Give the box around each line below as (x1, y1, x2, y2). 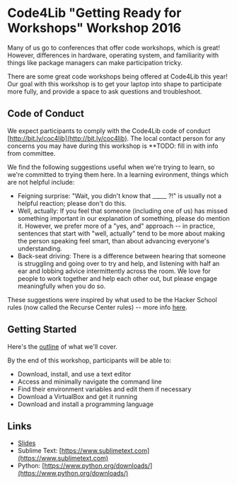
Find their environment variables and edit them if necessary (17, 384, 192, 393)
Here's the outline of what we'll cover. (7, 342, 118, 351)
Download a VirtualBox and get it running (17, 392, 138, 401)
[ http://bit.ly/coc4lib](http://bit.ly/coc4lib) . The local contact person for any (7, 134, 226, 142)
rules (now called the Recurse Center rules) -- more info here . (7, 303, 187, 311)
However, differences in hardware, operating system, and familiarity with (7, 51, 219, 59)
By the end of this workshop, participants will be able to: (7, 356, 172, 364)
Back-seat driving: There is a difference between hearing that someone (17, 251, 226, 260)
